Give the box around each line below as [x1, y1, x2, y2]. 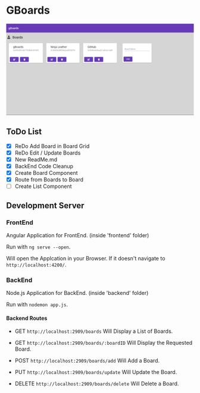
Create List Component [14, 183, 73, 190]
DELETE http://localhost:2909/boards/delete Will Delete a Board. [14, 380, 179, 387]
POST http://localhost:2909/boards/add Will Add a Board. [14, 357, 160, 364]
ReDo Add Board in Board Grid [14, 142, 90, 149]
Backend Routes [6, 315, 48, 322]
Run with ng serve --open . [6, 243, 71, 250]
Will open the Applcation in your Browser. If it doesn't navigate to [6, 254, 165, 262]
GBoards [6, 4, 51, 17]
